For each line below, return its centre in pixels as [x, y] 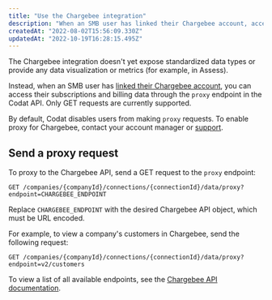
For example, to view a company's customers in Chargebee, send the [124, 234]
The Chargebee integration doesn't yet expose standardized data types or [132, 62]
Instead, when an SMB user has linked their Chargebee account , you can [130, 86]
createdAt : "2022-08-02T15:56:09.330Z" [76, 31]
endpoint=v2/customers [47, 264]
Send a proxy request [64, 153]
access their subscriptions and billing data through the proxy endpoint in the [135, 95]
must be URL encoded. [47, 218]
